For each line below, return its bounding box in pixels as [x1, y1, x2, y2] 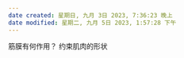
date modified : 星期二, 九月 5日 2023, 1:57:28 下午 [8, 19, 177, 27]
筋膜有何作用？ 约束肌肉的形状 [8, 41, 108, 51]
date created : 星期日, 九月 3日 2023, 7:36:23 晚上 [8, 11, 173, 20]
